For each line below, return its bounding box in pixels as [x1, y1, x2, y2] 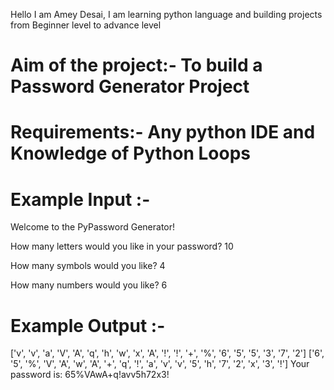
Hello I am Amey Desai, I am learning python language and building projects [10, 9, 323, 20]
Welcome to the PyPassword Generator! [10, 221, 176, 233]
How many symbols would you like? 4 [10, 260, 166, 272]
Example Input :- [10, 188, 151, 211]
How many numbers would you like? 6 [10, 279, 168, 291]
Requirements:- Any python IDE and [10, 121, 316, 144]
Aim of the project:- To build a [10, 54, 263, 77]
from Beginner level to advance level [10, 19, 162, 31]
